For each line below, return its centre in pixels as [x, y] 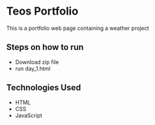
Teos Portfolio [43, 11]
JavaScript [29, 115]
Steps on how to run [45, 47]
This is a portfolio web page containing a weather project [78, 28]
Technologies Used [43, 87]
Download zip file [37, 62]
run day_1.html [33, 68]
